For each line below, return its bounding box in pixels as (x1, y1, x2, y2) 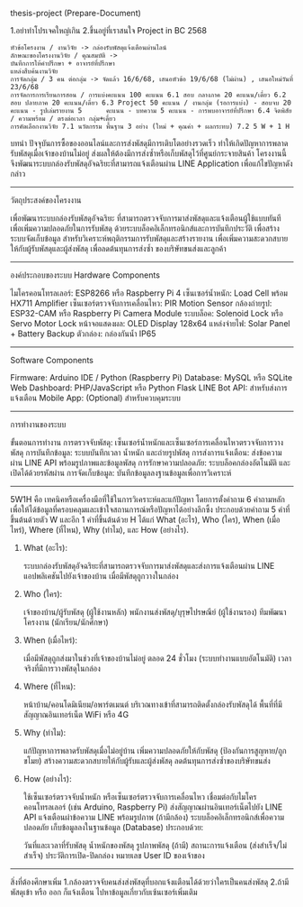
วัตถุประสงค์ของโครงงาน (10, 195, 82, 206)
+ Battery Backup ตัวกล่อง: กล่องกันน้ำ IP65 (10, 328, 156, 339)
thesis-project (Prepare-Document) (10, 8, 142, 18)
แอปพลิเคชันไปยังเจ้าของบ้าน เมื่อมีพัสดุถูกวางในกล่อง (22, 571, 179, 581)
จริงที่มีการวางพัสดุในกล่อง (22, 663, 102, 673)
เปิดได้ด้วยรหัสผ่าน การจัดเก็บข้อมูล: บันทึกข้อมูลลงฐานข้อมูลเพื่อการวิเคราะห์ (10, 468, 232, 478)
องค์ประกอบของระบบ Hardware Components (10, 270, 161, 280)
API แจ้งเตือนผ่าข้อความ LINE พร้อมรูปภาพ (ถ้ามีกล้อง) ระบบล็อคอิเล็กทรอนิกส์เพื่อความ (22, 811, 285, 822)
